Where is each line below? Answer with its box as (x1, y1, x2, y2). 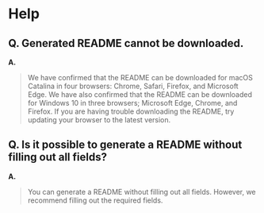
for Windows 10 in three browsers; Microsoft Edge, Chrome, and (27, 99, 238, 107)
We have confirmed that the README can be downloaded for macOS (27, 73, 254, 82)
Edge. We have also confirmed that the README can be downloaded (27, 90, 252, 99)
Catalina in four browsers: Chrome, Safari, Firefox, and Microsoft (27, 81, 239, 91)
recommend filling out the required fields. (27, 196, 163, 205)
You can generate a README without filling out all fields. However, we (27, 187, 256, 196)
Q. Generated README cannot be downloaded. (8, 37, 244, 50)
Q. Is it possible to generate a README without (8, 138, 243, 152)
